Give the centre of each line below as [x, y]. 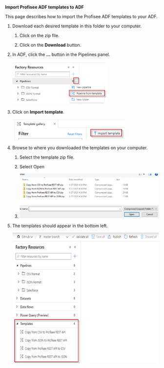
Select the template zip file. [47, 157]
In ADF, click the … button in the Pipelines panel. [61, 54]
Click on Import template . [38, 112]
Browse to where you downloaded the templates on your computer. [80, 148]
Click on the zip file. [39, 35]
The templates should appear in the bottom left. [60, 226]
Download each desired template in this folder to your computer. [77, 26]
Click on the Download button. [50, 45]
